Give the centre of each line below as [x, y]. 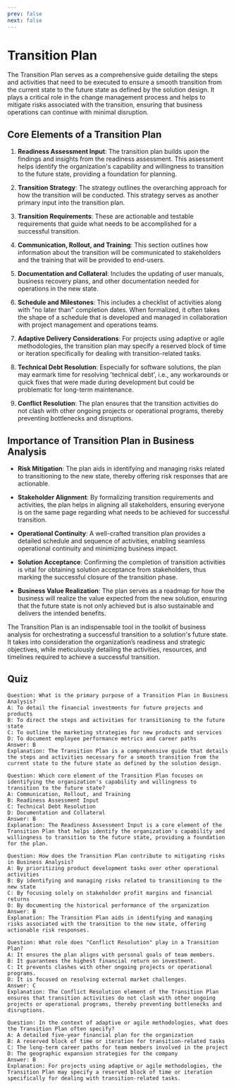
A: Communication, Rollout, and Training [69, 794]
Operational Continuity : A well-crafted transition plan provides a [111, 534]
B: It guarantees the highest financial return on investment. [102, 961]
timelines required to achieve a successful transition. [84, 657]
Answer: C [22, 985]
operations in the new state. [58, 289]
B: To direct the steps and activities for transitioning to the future [116, 720]
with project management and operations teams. [88, 325]
